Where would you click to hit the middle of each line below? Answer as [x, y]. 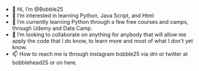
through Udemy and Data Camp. [52, 28]
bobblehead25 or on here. [44, 62]
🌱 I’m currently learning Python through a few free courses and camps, [100, 22]
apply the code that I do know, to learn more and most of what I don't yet [103, 41]
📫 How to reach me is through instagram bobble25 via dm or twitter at [100, 54]
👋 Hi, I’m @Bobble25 [37, 9]
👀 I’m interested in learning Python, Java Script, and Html [83, 16]
